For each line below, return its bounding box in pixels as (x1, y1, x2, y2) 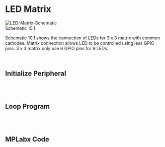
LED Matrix (5, 3, 51, 15)
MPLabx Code (5, 135, 50, 144)
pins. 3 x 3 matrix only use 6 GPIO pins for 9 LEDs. (5, 45, 108, 51)
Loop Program (5, 102, 50, 111)
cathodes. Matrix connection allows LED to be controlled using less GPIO (5, 40, 155, 46)
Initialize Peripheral (5, 70, 66, 78)
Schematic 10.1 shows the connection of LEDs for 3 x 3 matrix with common (5, 35, 161, 41)
